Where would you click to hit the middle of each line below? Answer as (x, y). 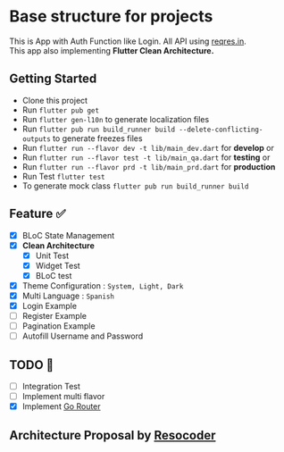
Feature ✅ (38, 214)
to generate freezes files (97, 138)
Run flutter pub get (61, 110)
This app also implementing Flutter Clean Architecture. (112, 50)
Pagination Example (58, 326)
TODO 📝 (32, 365)
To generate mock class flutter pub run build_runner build (135, 186)
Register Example (54, 316)
